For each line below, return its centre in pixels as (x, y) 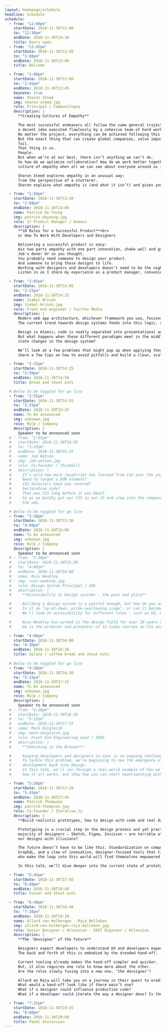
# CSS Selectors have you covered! (50, 484)
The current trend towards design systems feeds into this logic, (88, 323)
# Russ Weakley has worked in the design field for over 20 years (83, 622)
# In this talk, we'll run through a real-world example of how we (85, 770)
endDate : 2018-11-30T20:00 (41, 1017)
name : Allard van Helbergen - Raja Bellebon (60, 921)
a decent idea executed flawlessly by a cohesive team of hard (84, 129)
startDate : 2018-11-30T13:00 (44, 79)
